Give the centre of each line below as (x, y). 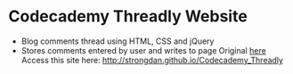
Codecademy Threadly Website (128, 16)
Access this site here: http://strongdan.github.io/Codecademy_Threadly (152, 60)
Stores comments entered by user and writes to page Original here (143, 50)
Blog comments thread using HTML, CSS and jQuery (118, 41)
